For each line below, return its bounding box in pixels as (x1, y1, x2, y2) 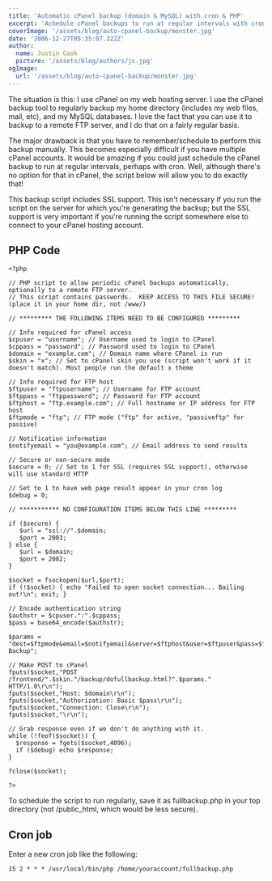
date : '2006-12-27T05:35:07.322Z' (8, 34, 125, 43)
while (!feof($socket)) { (8, 732, 96, 740)
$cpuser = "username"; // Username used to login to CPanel (8, 336, 216, 344)
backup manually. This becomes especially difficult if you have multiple (8, 144, 246, 154)
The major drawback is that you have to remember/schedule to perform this (8, 135, 261, 146)
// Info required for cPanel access (8, 328, 132, 337)
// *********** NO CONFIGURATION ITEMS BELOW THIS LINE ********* (8, 506, 237, 514)
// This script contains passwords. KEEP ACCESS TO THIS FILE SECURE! (8, 293, 255, 302)
